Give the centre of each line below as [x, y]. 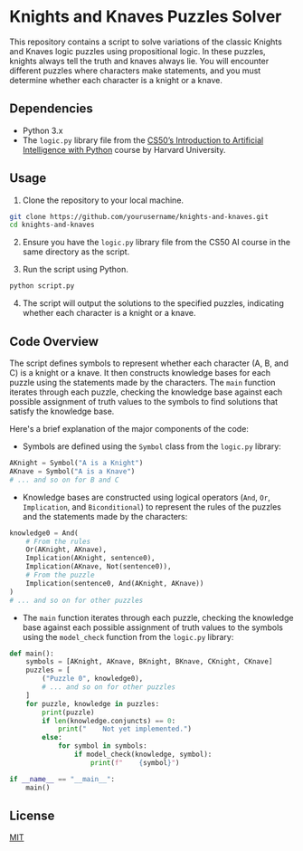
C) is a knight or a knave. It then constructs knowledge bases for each [140, 373]
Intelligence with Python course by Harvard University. [124, 149]
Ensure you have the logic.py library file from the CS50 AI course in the [156, 243]
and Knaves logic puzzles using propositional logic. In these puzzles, [137, 51]
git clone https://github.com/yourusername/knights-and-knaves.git [139, 216]
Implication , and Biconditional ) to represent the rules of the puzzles [152, 507]
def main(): [32, 654]
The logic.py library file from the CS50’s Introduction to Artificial [143, 140]
